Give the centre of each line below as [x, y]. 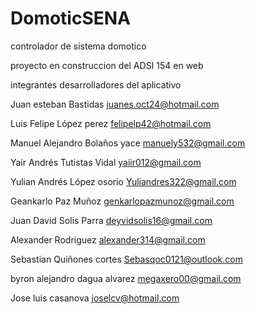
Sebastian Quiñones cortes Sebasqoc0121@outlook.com [126, 259]
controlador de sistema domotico [78, 46]
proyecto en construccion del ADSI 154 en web [107, 65]
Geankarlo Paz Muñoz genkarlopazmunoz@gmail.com [122, 201]
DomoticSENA [71, 18]
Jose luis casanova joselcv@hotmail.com [95, 298]
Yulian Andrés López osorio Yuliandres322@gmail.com [123, 181]
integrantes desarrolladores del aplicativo [96, 84]
